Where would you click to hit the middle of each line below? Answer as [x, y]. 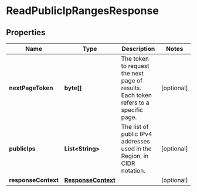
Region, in [135, 156]
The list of [135, 127]
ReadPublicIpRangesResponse [83, 11]
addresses [136, 141]
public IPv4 [137, 134]
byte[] [73, 88]
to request [135, 66]
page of [132, 80]
